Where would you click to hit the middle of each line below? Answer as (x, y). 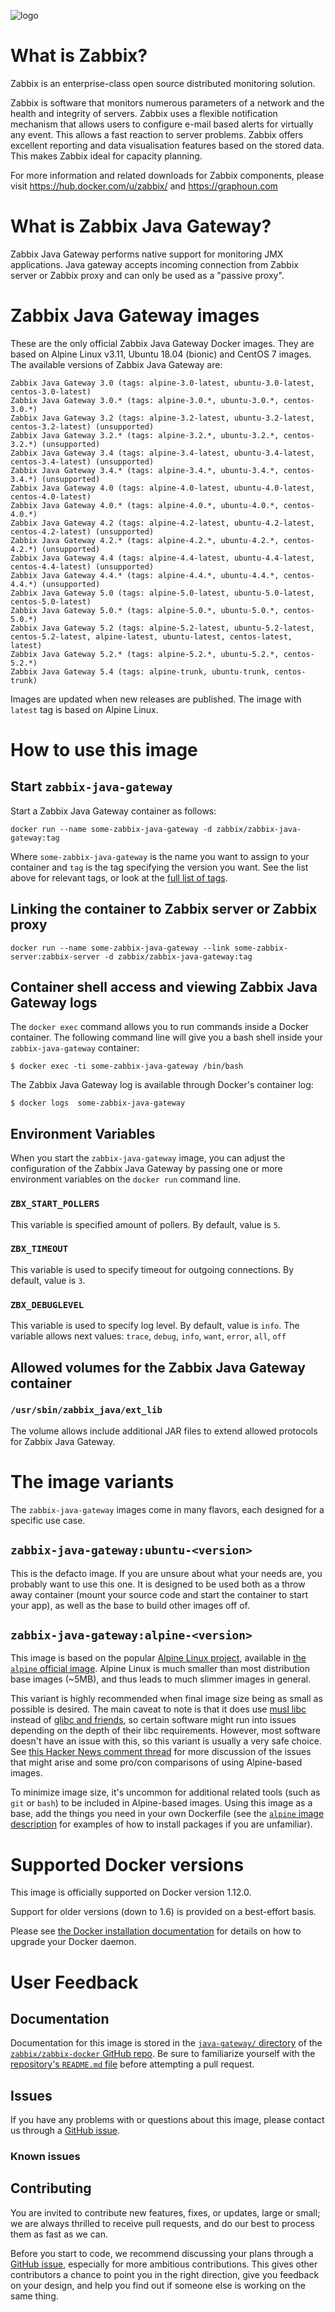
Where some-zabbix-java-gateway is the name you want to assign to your (160, 856)
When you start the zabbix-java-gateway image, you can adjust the (148, 1158)
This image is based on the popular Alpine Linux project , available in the (158, 1658)
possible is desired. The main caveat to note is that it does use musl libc (158, 1709)
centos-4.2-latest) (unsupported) (82, 531)
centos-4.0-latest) (51, 496)
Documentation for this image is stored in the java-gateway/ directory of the (166, 2043)
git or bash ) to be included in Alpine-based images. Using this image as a (161, 1803)
